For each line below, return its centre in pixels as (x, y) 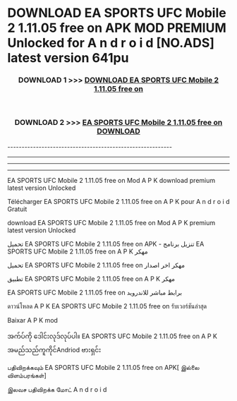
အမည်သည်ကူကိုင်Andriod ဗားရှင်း (54, 349)
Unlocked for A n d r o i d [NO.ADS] (111, 43)
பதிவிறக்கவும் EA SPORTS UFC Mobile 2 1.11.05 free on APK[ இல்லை (103, 367)
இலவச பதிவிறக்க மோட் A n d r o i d (57, 389)
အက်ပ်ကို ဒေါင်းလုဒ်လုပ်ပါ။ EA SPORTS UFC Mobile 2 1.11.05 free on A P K (112, 336)
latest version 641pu (68, 58)
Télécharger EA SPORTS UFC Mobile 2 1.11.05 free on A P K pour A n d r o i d (119, 201)
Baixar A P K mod (33, 320)
